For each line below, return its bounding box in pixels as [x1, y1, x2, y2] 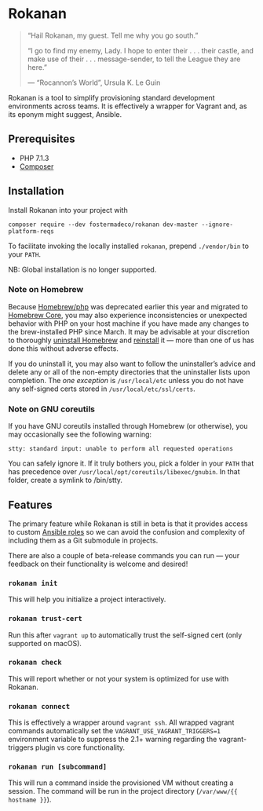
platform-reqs [8, 227, 55, 236]
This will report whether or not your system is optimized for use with [8, 674, 229, 683]
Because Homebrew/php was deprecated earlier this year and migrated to [8, 301, 249, 311]
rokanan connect [8, 702, 71, 711]
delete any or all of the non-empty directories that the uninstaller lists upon [8, 367, 250, 377]
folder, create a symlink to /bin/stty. [8, 476, 123, 485]
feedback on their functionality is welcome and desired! [8, 559, 188, 568]
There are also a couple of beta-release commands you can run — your [8, 550, 240, 560]
